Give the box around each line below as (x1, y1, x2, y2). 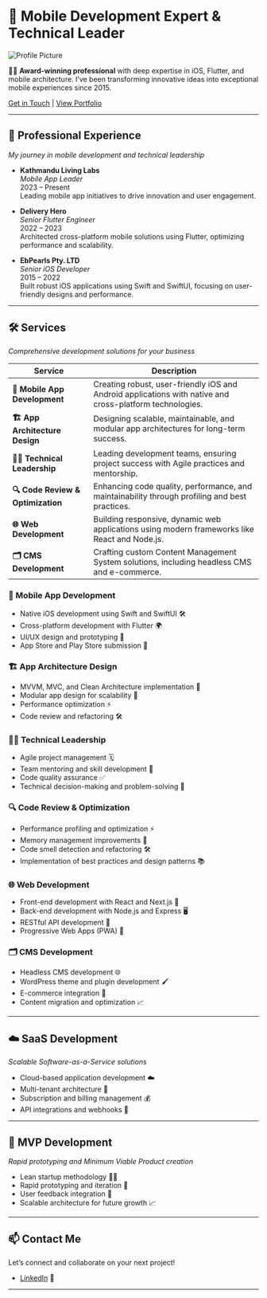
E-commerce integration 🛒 (19, 988, 106, 998)
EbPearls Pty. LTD (19, 255, 80, 265)
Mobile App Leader (19, 174, 83, 183)
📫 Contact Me (8, 1233, 82, 1246)
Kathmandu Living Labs (19, 165, 100, 175)
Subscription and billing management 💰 (19, 1093, 151, 1103)
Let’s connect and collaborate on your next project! (8, 1257, 176, 1267)
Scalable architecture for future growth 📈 (19, 1198, 157, 1207)
